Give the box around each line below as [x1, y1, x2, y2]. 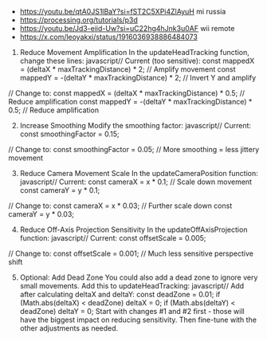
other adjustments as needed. [19, 323, 119, 333]
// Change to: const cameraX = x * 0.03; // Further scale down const [8, 201, 233, 210]
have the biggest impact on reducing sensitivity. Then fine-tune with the [19, 315, 257, 324]
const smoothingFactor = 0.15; [19, 129, 120, 139]
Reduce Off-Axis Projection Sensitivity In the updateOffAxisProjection [19, 225, 248, 234]
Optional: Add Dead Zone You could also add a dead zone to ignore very [19, 272, 258, 282]
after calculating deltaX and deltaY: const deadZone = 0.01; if [19, 290, 221, 299]
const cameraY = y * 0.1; [19, 186, 100, 194]
